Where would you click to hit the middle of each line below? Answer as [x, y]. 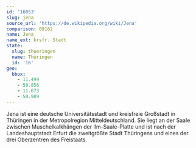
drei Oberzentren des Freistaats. [47, 140]
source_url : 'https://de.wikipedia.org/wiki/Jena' [72, 23]
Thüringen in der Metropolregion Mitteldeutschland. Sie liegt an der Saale [98, 120]
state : [15, 46]
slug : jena [20, 18]
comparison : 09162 [30, 29]
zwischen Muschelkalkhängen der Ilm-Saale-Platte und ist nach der [91, 126]
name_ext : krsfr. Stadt [37, 40]
